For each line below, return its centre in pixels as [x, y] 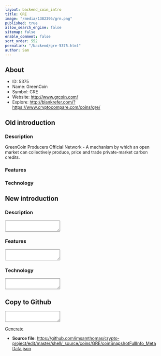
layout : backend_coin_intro [33, 9]
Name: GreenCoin [30, 87]
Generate [14, 329]
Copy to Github [28, 302]
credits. [13, 157]
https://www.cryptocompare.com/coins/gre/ [56, 107]
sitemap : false [20, 32]
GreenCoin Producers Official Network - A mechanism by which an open [77, 147]
